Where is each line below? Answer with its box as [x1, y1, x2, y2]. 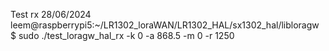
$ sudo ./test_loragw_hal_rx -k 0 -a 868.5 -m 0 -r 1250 [10, 30, 235, 41]
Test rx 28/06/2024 [10, 9, 92, 20]
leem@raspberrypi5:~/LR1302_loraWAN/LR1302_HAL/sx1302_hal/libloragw [10, 19, 320, 31]
